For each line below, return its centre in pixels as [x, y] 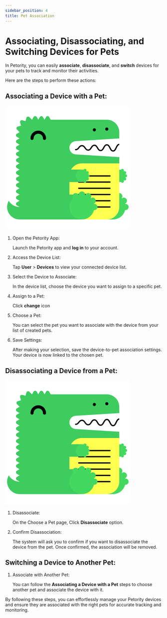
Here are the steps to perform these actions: [51, 80]
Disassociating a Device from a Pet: [61, 371]
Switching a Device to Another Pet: [61, 563]
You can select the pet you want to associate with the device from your [85, 325]
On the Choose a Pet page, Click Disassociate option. [68, 522]
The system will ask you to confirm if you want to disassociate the [80, 542]
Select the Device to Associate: [44, 277]
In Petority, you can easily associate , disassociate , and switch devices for [82, 65]
